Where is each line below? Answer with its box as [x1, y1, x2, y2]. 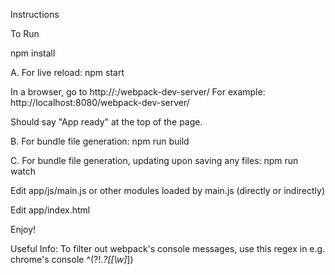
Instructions [10, 9, 60, 20]
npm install [10, 47, 56, 59]
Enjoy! [10, 224, 37, 235]
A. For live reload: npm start [10, 67, 125, 78]
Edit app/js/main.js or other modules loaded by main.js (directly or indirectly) [10, 185, 325, 196]
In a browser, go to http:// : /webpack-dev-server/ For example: [10, 86, 266, 98]
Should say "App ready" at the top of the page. [10, 116, 203, 128]
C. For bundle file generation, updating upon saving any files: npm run [10, 155, 299, 166]
